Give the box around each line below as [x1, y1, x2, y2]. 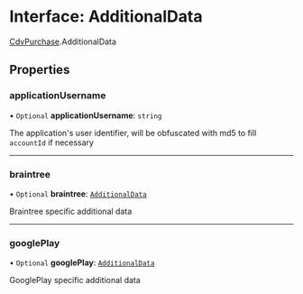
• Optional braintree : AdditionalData [9, 188, 147, 199]
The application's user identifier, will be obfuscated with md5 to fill [9, 127, 257, 138]
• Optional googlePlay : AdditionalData [9, 257, 155, 268]
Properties [9, 62, 70, 78]
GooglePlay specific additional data [9, 275, 142, 286]
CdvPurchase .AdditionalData [9, 36, 117, 47]
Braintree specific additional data [9, 206, 133, 216]
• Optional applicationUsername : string [9, 110, 162, 121]
